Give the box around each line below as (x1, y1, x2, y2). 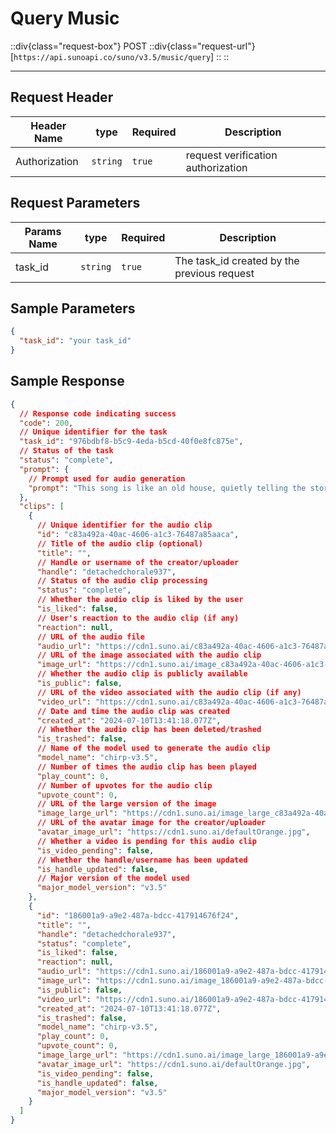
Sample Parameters (10, 300, 136, 317)
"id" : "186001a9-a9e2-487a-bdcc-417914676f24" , (36, 910, 240, 921)
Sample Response (10, 373, 125, 390)
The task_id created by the (174, 253, 300, 267)
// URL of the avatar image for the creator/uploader (36, 818, 267, 828)
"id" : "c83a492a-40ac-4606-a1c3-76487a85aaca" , (36, 530, 240, 540)
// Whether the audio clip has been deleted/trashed (36, 725, 262, 735)
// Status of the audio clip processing (36, 576, 208, 586)
